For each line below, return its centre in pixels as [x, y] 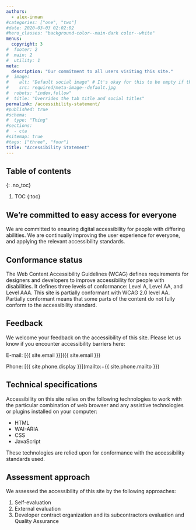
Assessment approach [48, 477]
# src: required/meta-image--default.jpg [61, 88]
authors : [17, 11]
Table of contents [38, 171]
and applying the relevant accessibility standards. [66, 242]
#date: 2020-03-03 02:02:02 [40, 28]
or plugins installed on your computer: [52, 411]
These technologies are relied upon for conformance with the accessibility [95, 452]
